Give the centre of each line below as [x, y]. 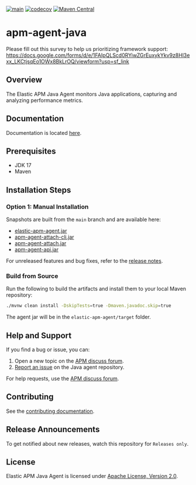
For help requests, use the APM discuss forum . [63, 379]
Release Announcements [53, 430]
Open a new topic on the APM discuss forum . [69, 361]
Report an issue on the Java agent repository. [69, 367]
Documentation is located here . [44, 133]
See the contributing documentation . [50, 411]
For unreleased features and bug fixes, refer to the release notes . [85, 261]
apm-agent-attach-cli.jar [44, 237]
